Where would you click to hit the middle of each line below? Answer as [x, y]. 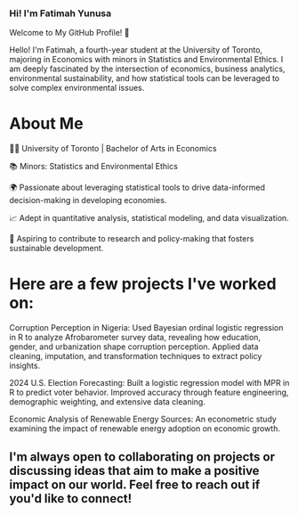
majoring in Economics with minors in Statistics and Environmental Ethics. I [146, 60]
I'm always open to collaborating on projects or [142, 457]
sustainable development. [56, 249]
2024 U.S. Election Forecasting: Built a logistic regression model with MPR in [149, 383]
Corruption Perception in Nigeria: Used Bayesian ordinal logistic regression [146, 328]
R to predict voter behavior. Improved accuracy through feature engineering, [149, 392]
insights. [25, 366]
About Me [46, 124]
